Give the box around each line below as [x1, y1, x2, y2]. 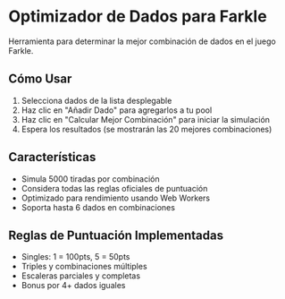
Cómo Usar [8, 72, 72, 87]
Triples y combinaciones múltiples [21, 261, 148, 272]
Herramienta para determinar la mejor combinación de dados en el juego [8, 36, 276, 47]
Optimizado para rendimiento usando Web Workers [21, 192, 211, 203]
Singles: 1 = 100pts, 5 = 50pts [21, 252, 130, 262]
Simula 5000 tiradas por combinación [21, 173, 160, 184]
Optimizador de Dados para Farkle [8, 6, 267, 27]
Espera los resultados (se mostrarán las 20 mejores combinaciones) [21, 124, 272, 134]
